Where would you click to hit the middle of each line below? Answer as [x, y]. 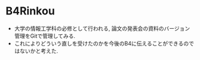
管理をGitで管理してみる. [45, 36]
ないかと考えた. [39, 51]
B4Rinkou [30, 11]
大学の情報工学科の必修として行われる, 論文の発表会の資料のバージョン [102, 28]
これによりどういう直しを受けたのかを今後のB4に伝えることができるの [101, 43]
